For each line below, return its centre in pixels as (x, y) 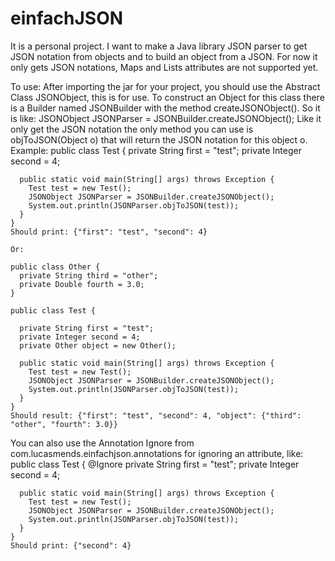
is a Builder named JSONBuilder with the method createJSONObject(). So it (165, 108)
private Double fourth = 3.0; (82, 284)
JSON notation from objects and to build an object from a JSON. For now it (164, 56)
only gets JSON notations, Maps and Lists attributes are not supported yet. (164, 67)
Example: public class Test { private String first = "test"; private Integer (156, 150)
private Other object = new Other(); (98, 345)
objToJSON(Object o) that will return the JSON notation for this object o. (159, 139)
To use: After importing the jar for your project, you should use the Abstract (165, 86)
